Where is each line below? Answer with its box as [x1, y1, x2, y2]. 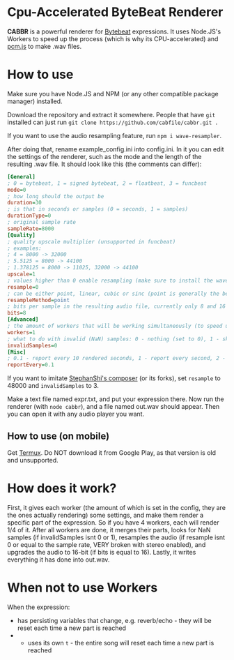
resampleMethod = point [7, 297, 70, 303]
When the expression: [7, 603, 70, 611]
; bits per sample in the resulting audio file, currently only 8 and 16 [7, 303, 226, 310]
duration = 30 [7, 200, 42, 207]
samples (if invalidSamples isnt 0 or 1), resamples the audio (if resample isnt [7, 533, 225, 541]
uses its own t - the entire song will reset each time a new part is [27, 638, 214, 647]
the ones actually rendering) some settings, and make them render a [7, 511, 204, 519]
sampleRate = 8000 [7, 225, 54, 232]
